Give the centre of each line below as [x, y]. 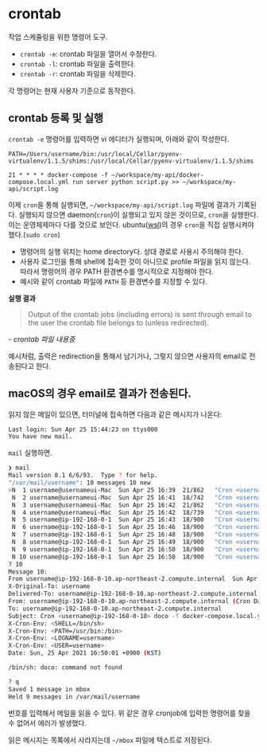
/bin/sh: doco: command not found [66, 668]
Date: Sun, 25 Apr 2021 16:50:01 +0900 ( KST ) [85, 653]
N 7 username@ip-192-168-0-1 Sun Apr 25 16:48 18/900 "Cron [122, 535]
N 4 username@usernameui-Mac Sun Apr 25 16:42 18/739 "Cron [122, 512]
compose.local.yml [39, 182]
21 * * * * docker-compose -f [58, 175]
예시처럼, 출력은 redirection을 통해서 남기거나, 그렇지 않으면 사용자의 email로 [128, 356]
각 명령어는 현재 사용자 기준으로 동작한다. [72, 90]
